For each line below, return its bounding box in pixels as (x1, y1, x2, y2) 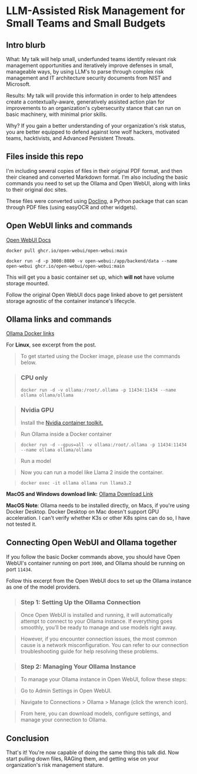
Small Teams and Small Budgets (6, 16, 166, 30)
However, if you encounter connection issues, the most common (20, 635, 178, 642)
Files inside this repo (6, 152, 84, 162)
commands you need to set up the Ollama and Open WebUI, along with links (6, 179, 191, 186)
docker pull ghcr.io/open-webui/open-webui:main (6, 248, 128, 253)
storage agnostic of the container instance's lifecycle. (6, 297, 136, 304)
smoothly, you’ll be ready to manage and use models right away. (20, 624, 177, 631)
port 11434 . (6, 566, 32, 573)
